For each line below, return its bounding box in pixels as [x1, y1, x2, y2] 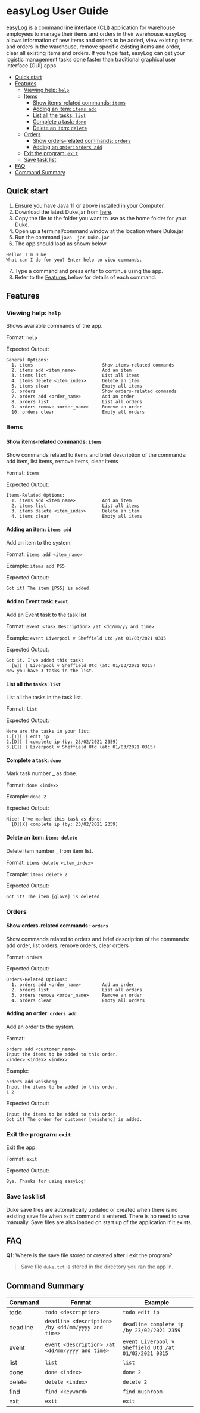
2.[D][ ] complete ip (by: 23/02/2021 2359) [6, 739, 118, 745]
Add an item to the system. [6, 539, 73, 546]
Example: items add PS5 [6, 562, 65, 569]
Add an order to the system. [6, 1023, 75, 1030]
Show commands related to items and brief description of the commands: [6, 451, 187, 458]
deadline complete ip [122, 1321, 184, 1328]
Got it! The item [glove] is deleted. [6, 893, 102, 899]
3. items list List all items [11, 373, 140, 379]
